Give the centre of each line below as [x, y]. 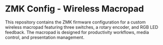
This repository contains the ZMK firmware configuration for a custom [75, 22]
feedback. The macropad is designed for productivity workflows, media [77, 32]
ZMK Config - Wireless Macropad [74, 9]
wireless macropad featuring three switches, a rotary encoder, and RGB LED [82, 27]
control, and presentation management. [45, 37]
